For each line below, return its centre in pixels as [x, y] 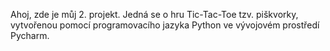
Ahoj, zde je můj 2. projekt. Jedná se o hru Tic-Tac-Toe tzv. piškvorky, [154, 14]
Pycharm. [30, 35]
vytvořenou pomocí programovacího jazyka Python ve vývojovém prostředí [165, 25]
